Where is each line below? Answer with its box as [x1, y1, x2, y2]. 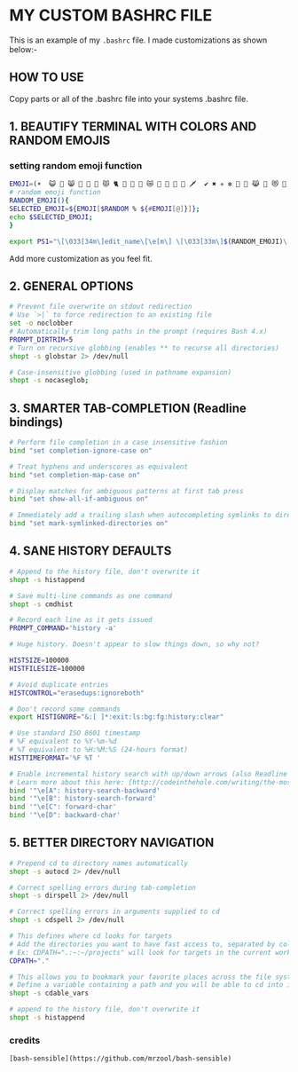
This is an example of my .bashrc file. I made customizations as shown [9, 35, 268, 45]
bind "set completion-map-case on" [9, 470, 141, 479]
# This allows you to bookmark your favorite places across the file [9, 973, 272, 981]
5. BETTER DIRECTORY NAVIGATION [9, 835, 215, 850]
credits [9, 1034, 41, 1046]
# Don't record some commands [9, 705, 122, 713]
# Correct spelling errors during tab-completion [9, 883, 197, 892]
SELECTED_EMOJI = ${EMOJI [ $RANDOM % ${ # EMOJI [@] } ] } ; [9, 205, 200, 214]
